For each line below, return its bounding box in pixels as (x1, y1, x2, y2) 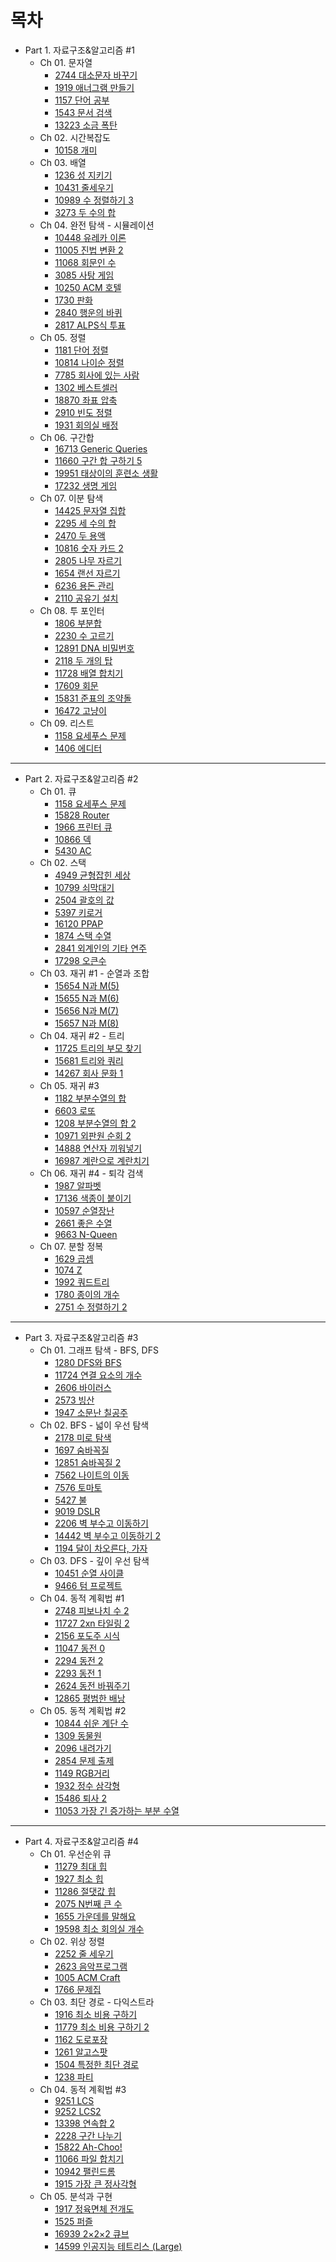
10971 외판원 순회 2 (54, 1129, 132, 1141)
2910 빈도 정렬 (54, 406, 113, 418)
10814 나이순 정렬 (54, 356, 125, 368)
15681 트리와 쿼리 (54, 1054, 124, 1066)
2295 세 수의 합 (54, 517, 117, 529)
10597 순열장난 (54, 1204, 115, 1216)
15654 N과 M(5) (54, 979, 120, 991)
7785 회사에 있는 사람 (54, 369, 140, 381)
